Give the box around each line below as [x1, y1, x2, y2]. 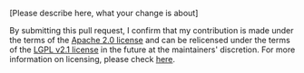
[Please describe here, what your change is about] [9, 8, 199, 18]
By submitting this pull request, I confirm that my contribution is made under [9, 25, 294, 35]
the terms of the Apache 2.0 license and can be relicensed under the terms [9, 35, 290, 45]
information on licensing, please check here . [9, 54, 175, 64]
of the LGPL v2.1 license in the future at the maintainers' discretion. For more [9, 44, 296, 55]
